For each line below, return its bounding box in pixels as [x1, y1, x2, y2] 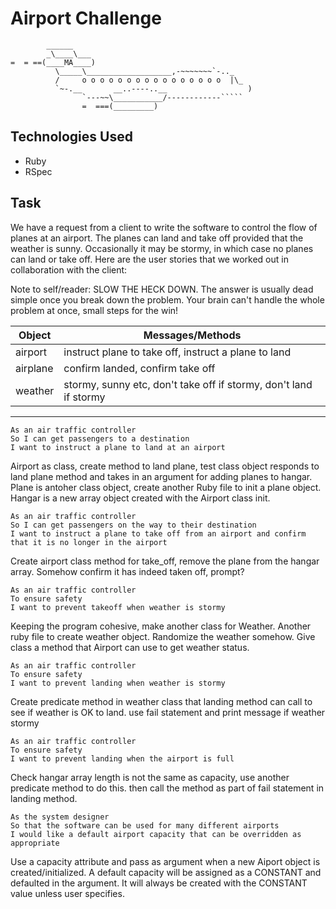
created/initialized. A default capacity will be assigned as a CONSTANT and [10, 866, 322, 878]
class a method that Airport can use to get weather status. [10, 641, 250, 653]
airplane [15, 361, 54, 375]
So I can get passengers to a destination [10, 433, 190, 444]
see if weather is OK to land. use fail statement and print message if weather [10, 706, 326, 718]
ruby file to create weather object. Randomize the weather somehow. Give [10, 630, 316, 642]
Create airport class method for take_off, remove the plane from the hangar [10, 555, 320, 567]
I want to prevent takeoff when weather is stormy [10, 602, 226, 612]
